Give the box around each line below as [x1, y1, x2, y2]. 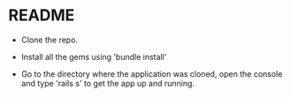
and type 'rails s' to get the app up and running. [20, 78, 195, 88]
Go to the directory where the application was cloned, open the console [20, 68, 283, 79]
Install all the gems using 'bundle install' [20, 51, 167, 62]
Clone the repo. [20, 34, 79, 45]
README [8, 5, 75, 26]
